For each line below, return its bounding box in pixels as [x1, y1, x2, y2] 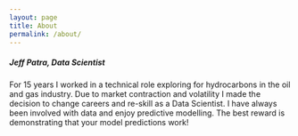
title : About [9, 21, 58, 30]
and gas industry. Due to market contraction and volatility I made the [9, 89, 261, 100]
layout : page [9, 12, 58, 22]
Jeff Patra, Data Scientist [9, 57, 105, 68]
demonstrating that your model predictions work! [9, 117, 189, 128]
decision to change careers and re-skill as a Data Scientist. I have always [9, 99, 277, 109]
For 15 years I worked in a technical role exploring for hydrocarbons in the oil [9, 79, 291, 90]
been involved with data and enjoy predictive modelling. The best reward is [9, 108, 286, 118]
